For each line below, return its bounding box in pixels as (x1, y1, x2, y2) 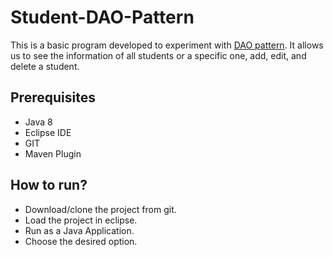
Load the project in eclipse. (24, 214, 138, 226)
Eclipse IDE (24, 126, 72, 138)
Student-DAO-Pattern (10, 6, 195, 29)
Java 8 (24, 116, 53, 128)
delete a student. (10, 60, 80, 72)
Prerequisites (10, 89, 96, 106)
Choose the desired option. (24, 235, 138, 247)
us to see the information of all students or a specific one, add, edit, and (10, 49, 307, 61)
